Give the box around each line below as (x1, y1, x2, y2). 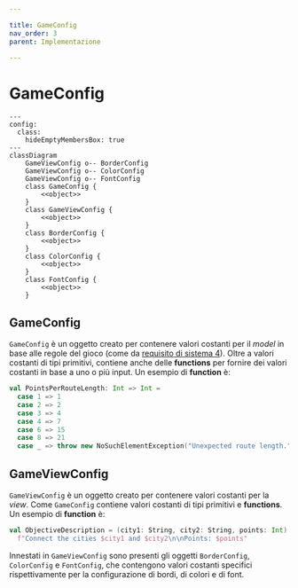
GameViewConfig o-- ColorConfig (25, 167, 145, 176)
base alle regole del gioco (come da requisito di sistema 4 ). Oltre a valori (9, 348, 275, 359)
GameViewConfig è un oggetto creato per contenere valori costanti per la (9, 490, 270, 500)
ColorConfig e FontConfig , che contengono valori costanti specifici (9, 560, 253, 570)
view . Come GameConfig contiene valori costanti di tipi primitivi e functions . (9, 498, 283, 510)
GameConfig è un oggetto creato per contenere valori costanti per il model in (9, 339, 285, 349)
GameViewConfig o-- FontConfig (25, 175, 141, 184)
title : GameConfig (9, 20, 77, 29)
